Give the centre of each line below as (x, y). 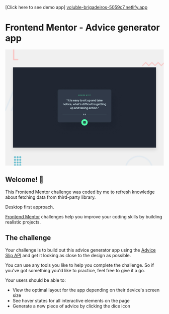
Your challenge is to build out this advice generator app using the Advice (80, 250)
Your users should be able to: (36, 280)
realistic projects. (23, 222)
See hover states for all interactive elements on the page (71, 300)
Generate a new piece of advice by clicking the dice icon (71, 306)
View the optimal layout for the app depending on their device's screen (86, 290)
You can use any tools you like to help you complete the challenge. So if (80, 265)
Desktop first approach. (30, 207)
